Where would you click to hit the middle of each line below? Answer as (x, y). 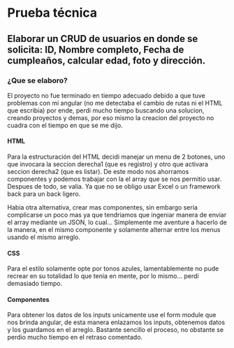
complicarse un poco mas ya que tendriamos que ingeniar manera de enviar (117, 215)
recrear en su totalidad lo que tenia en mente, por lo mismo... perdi (103, 276)
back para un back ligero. (44, 194)
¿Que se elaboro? (37, 80)
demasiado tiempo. (35, 284)
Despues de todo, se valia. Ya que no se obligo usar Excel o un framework (114, 187)
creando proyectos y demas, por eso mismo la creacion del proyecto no (111, 117)
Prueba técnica (52, 13)
